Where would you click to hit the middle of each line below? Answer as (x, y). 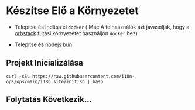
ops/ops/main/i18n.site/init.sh (45, 81)
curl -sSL (18, 76)
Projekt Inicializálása (45, 63)
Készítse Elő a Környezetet (72, 11)
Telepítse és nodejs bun (43, 44)
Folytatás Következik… (49, 100)
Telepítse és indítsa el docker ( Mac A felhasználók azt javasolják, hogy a (102, 27)
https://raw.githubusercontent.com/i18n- (83, 76)
